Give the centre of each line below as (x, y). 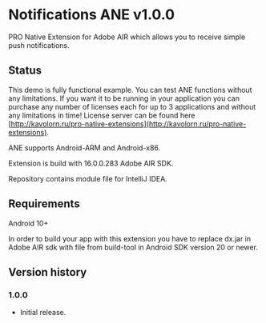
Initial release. (43, 313)
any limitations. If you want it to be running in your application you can (124, 98)
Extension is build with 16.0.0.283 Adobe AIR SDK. (91, 163)
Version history (48, 272)
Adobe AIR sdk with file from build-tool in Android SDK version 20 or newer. (133, 247)
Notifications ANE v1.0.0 (91, 15)
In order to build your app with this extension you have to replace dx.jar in (130, 238)
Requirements (44, 204)
